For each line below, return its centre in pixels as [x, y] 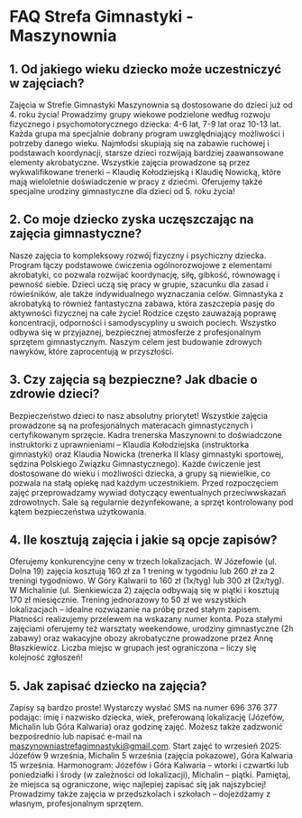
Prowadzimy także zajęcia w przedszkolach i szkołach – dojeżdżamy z [140, 794]
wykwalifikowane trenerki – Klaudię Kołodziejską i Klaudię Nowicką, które [145, 172]
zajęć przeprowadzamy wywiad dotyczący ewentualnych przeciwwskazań [148, 492]
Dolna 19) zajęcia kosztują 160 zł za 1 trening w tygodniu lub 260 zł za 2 [142, 572]
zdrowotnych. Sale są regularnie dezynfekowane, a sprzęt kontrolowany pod [151, 502]
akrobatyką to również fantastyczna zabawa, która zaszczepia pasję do [142, 303]
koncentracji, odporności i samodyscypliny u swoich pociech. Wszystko [143, 322]
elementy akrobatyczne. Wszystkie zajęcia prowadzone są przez [130, 163]
